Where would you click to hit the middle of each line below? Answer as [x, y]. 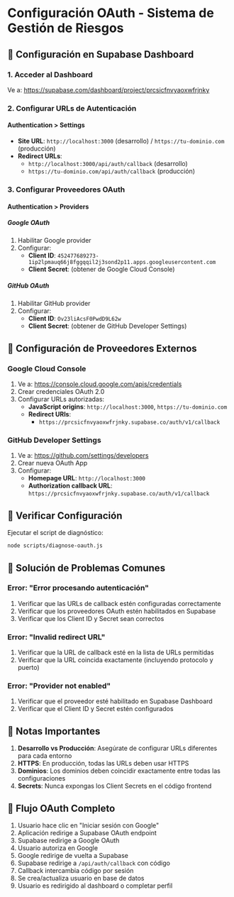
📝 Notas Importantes [54, 731]
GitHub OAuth [28, 286]
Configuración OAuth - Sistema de [111, 13]
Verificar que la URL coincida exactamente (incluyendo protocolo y [116, 660]
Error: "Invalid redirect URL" [56, 637]
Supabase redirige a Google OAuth [68, 841]
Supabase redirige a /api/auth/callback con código [94, 863]
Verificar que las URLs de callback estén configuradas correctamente [119, 603]
